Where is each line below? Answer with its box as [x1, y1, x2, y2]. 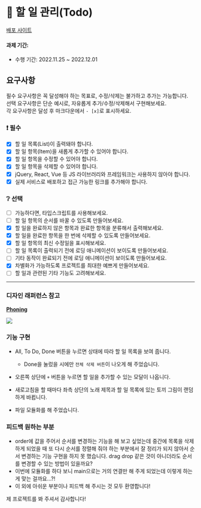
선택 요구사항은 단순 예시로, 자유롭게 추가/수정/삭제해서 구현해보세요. [6, 100, 167, 107]
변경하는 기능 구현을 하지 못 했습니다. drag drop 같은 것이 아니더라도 [21, 453, 181, 460]
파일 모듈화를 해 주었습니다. [14, 407, 80, 414]
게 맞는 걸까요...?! [14, 475, 56, 482]
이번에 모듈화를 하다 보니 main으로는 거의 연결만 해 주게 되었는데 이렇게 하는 [14, 468, 193, 475]
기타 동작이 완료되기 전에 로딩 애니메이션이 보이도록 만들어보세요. [14, 255, 167, 262]
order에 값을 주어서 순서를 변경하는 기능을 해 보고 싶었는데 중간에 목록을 [14, 438, 184, 445]
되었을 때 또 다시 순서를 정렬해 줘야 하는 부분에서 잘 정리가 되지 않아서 [26, 445, 189, 452]
